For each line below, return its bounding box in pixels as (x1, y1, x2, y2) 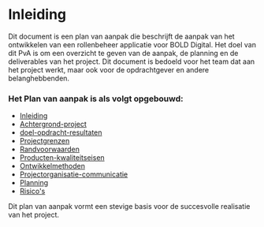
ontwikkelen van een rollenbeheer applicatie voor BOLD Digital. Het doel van (8, 39, 256, 49)
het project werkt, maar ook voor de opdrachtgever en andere (8, 65, 210, 74)
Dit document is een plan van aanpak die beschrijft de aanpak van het (8, 32, 235, 41)
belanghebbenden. (8, 73, 69, 83)
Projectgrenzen (19, 136, 70, 146)
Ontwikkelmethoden (19, 162, 85, 171)
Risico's (19, 187, 46, 196)
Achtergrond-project (19, 120, 87, 129)
